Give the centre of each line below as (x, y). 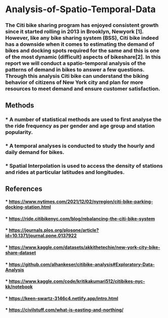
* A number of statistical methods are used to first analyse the (83, 119)
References (24, 189)
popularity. (19, 132)
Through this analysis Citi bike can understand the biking (77, 76)
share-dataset (21, 253)
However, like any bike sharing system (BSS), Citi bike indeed (82, 38)
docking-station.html (28, 207)
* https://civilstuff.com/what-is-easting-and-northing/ (65, 310)
